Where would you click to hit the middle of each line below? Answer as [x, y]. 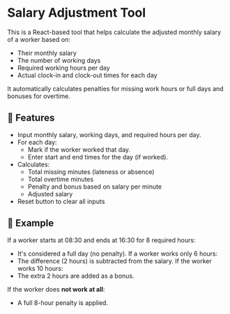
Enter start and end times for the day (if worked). [98, 157]
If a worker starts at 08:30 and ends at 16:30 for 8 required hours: [101, 240]
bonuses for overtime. [39, 96]
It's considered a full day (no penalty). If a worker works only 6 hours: [117, 253]
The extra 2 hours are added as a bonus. [76, 276]
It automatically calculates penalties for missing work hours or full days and [116, 88]
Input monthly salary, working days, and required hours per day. [109, 134]
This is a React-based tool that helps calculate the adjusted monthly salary [114, 32]
